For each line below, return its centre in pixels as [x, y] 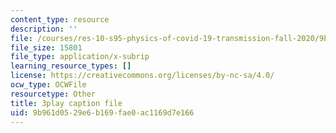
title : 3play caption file [66, 103]
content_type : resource [60, 19]
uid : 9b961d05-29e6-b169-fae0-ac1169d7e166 [102, 112]
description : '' [44, 29]
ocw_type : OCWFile [48, 85]
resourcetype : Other [53, 94]
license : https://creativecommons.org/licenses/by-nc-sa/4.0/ [142, 76]
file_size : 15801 [46, 47]
